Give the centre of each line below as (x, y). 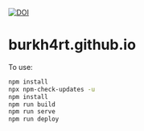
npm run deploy (34, 119)
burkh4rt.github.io (72, 45)
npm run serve (32, 112)
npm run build (32, 104)
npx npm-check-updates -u (51, 89)
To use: (21, 67)
